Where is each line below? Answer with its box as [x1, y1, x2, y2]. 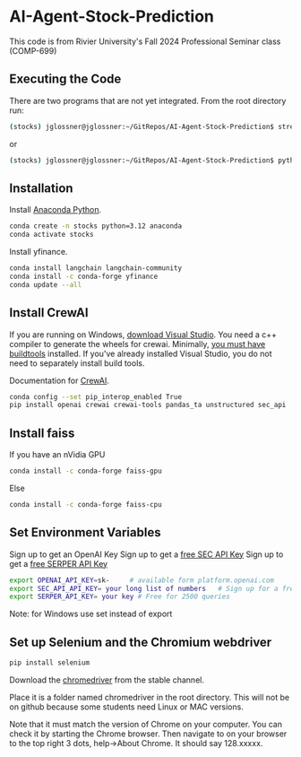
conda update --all [9, 280, 82, 289]
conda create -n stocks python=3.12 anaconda [9, 222, 182, 231]
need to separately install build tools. [9, 357, 145, 369]
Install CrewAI [9, 305, 89, 320]
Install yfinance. [9, 247, 68, 257]
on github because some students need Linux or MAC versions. [9, 701, 244, 712]
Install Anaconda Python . [9, 204, 102, 215]
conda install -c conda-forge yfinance [9, 272, 159, 281]
